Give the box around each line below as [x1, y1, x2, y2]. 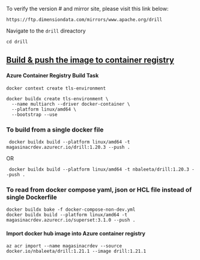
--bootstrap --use [11, 111, 58, 118]
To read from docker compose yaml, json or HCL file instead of [6, 186, 192, 194]
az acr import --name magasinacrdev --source [6, 243, 122, 249]
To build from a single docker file [6, 125, 104, 134]
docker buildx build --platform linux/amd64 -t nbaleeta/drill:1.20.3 [8, 166, 189, 172]
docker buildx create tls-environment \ [6, 95, 109, 101]
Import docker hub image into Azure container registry [6, 229, 146, 237]
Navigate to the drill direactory [6, 27, 86, 34]
